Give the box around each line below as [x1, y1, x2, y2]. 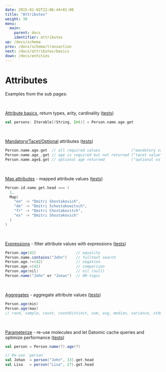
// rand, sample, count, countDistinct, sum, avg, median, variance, [5, 311, 152, 316]
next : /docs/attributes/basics [5, 49, 70, 53]
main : [9, 26, 21, 31]
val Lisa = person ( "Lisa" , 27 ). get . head [5, 362, 94, 367]
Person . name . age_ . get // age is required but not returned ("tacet [5, 153, 147, 158]
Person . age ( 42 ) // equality [5, 250, 100, 255]
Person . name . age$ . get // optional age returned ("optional [5, 157, 154, 162]
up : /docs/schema [5, 40, 41, 45]
